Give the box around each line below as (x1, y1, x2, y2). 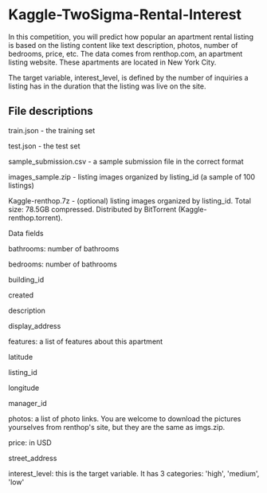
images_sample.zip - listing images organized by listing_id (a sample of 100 (8, 172, 256, 181)
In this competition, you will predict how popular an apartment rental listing (8, 32, 253, 41)
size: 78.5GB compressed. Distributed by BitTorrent (8, 204, 177, 214)
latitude (8, 352, 33, 361)
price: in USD (8, 437, 52, 448)
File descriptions (8, 105, 93, 118)
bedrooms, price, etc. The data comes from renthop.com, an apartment (8, 49, 243, 58)
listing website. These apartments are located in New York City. (8, 57, 217, 67)
